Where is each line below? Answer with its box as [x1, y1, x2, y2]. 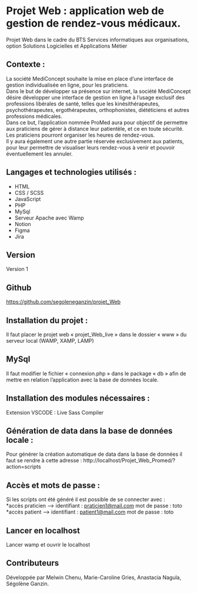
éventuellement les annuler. [6, 150, 73, 157]
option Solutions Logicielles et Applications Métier [6, 42, 128, 49]
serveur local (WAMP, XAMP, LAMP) [6, 337, 94, 344]
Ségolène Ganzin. [6, 580, 49, 587]
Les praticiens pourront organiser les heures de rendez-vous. [6, 131, 155, 138]
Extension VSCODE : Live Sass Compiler [6, 409, 104, 416]
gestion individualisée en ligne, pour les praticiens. [6, 81, 129, 88]
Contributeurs [6, 558, 59, 568]
